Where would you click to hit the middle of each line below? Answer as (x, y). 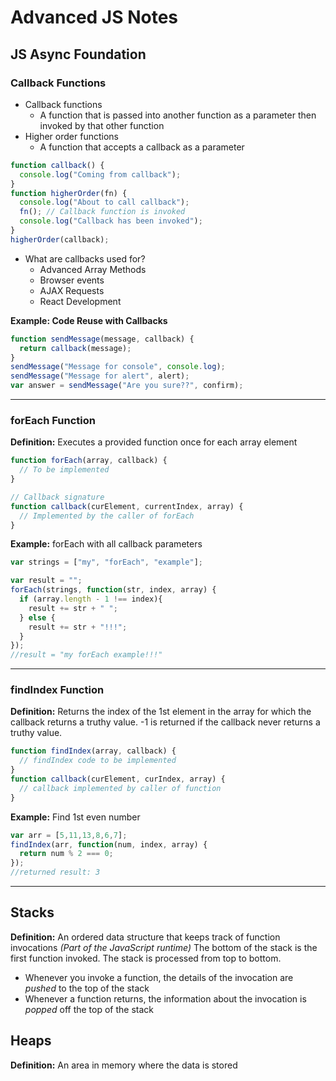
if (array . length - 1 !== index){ (91, 599)
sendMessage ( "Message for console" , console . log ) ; (118, 367)
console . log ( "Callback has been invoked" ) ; (111, 221)
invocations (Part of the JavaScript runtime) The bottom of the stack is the (164, 947)
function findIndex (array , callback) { (93, 751)
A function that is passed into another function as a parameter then (178, 115)
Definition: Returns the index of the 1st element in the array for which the (161, 712)
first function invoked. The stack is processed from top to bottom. (146, 958)
